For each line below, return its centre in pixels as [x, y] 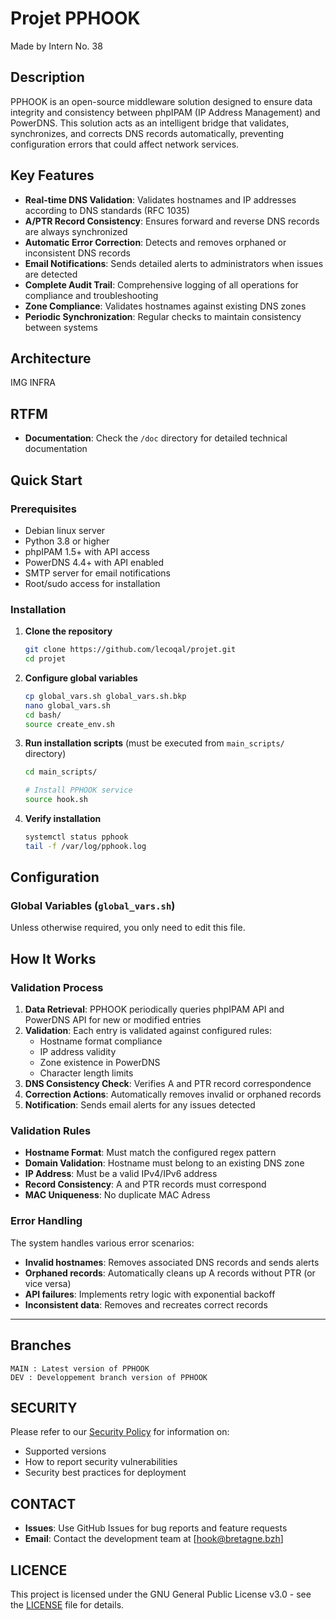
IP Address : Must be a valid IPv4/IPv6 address [121, 1174]
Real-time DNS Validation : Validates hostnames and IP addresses [160, 199]
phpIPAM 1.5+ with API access [87, 551]
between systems [61, 327]
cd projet [45, 659]
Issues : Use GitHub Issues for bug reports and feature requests [156, 1528]
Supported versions [65, 1451]
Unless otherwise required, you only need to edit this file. [128, 928]
